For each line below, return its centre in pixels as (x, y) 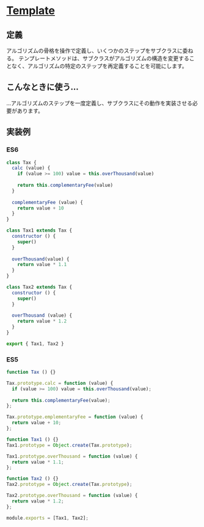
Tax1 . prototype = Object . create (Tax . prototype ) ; (69, 445)
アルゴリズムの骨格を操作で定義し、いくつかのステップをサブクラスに (95, 51)
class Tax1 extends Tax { (39, 230)
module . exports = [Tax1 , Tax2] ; (47, 518)
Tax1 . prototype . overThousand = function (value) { (72, 456)
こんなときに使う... (43, 87)
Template (31, 11)
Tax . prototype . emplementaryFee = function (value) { (75, 417)
